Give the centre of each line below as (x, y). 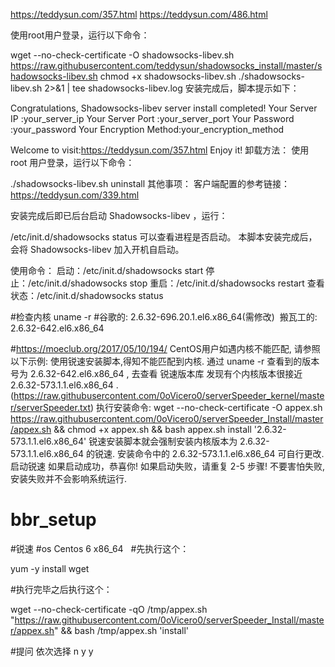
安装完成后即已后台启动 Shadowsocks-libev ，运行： (119, 215)
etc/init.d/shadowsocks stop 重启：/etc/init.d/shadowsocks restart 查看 (178, 283)
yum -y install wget (50, 568)
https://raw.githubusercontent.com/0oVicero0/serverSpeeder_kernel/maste (169, 395)
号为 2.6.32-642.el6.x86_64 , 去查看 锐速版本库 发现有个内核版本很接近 (156, 373)
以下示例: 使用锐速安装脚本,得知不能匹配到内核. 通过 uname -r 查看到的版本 (165, 361)
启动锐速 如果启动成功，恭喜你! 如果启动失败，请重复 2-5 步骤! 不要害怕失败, (168, 466)
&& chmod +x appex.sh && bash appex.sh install (152, 429)
